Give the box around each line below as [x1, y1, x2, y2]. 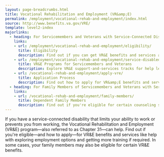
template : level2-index [5, 25, 54, 30]
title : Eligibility [18, 48, 58, 53]
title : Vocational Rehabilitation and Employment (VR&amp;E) [5, 12, 132, 17]
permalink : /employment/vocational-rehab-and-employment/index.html [5, 16, 147, 21]
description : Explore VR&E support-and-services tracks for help [18, 67, 154, 71]
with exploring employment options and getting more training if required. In [5, 137, 156, 142]
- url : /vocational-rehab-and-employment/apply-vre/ [14, 71, 123, 76]
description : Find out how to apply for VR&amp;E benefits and [18, 80, 150, 85]
